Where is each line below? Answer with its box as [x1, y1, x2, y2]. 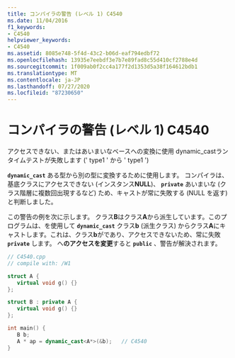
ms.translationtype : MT [7, 69, 78, 77]
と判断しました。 [7, 198, 57, 206]
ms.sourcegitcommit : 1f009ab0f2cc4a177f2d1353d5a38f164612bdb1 [7, 63, 198, 70]
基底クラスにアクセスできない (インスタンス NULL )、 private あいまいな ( [7, 180, 221, 189]
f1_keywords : [7, 23, 46, 30]
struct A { [7, 272, 40, 280]
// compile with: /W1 [7, 259, 71, 267]
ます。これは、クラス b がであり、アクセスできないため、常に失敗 [31, 230, 221, 239]
